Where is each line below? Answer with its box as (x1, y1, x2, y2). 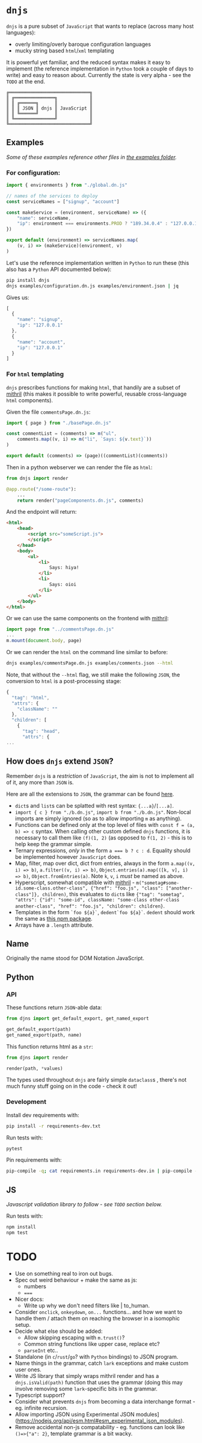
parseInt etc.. (23, 1347, 58, 1354)
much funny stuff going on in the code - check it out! (6, 1083, 137, 1090)
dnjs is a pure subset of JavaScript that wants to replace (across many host (6, 22, 194, 30)
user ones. (14, 1366, 42, 1373)
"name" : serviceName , (17, 215, 71, 221)
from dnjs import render (6, 475, 69, 481)
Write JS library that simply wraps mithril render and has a (14, 1372, 159, 1379)
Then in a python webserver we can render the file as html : (6, 463, 153, 471)
